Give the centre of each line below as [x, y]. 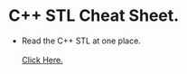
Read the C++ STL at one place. [81, 41]
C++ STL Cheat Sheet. [94, 16]
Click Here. [42, 60]
